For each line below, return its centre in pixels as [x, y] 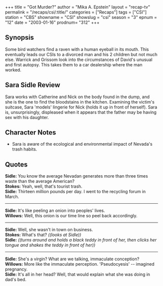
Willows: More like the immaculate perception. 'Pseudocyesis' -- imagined [80, 264]
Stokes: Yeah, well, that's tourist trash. [44, 186]
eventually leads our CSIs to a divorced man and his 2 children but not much [81, 54]
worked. [13, 70]
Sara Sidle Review [33, 85]
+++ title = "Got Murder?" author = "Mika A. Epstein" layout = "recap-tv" [78, 7]
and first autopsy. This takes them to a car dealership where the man [74, 64]
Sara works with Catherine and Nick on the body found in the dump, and [77, 97]
